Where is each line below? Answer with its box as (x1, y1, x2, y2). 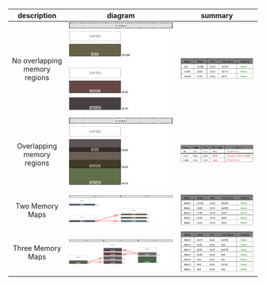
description (17, 10, 57, 20)
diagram (106, 10, 135, 20)
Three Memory (13, 243, 62, 252)
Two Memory (15, 202, 59, 211)
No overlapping (11, 56, 63, 65)
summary (200, 10, 234, 20)
